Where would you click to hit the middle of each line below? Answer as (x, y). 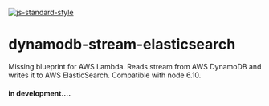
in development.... (40, 93)
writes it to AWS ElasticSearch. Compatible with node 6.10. (105, 75)
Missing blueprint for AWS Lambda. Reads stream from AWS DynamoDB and (135, 66)
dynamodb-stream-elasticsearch (122, 45)
